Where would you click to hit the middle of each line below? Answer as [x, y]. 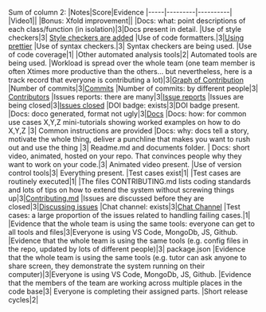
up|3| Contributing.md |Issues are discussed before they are [106, 198]
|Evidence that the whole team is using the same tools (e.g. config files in [128, 240]
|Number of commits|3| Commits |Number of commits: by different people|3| [133, 88]
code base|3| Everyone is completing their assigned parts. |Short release [128, 291]
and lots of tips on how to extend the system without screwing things [121, 190]
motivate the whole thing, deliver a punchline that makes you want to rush [129, 139]
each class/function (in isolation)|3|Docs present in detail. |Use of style [125, 29]
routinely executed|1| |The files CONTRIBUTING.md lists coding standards [129, 181]
